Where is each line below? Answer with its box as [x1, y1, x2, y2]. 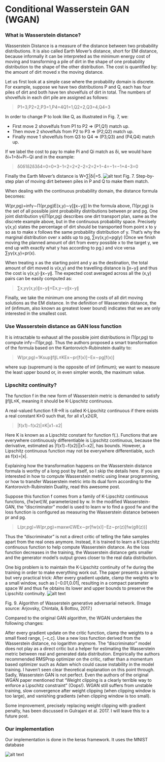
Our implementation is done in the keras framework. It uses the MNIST [5, 737, 148, 743]
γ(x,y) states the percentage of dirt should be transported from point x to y [5, 224, 157, 230]
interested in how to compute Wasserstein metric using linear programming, [5, 473, 159, 479]
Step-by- [135, 173, 154, 179]
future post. [5, 713, 29, 719]
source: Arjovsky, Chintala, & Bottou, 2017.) [5, 606, 93, 611]
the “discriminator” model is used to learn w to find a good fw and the [17, 504, 159, 510]
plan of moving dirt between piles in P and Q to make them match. [15, 178, 149, 184]
